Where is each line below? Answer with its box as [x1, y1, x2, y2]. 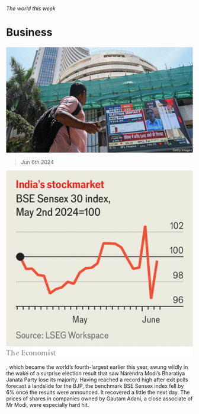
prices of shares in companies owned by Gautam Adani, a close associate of [6, 395, 193, 402]
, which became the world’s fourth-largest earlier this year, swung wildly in [6, 363, 188, 371]
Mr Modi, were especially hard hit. [6, 401, 89, 408]
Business [6, 26, 53, 39]
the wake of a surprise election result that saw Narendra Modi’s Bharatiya [6, 369, 185, 377]
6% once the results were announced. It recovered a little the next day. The [6, 388, 190, 396]
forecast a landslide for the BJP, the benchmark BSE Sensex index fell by [6, 382, 184, 389]
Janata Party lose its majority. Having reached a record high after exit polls [6, 376, 188, 383]
